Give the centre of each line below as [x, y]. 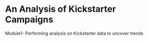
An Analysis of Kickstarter [61, 9]
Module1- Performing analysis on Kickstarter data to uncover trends [74, 33]
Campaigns [29, 20]
